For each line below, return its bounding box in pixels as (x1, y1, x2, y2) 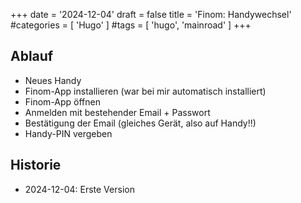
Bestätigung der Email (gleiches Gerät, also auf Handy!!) (24, 117, 257, 129)
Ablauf (10, 48, 54, 65)
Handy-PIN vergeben (24, 127, 113, 139)
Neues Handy (24, 74, 82, 86)
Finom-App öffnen (24, 95, 102, 108)
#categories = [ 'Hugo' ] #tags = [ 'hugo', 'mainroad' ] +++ (10, 19, 252, 31)
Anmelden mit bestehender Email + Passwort (24, 106, 211, 118)
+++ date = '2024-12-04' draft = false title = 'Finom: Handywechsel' (10, 9, 292, 20)
